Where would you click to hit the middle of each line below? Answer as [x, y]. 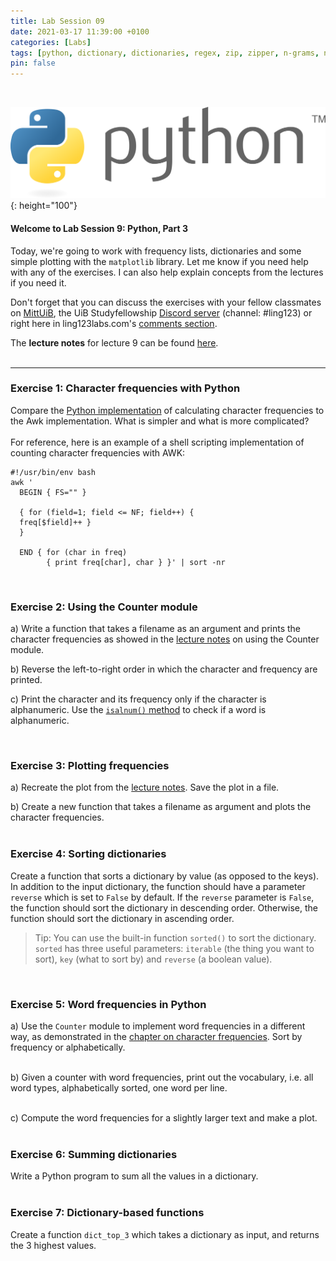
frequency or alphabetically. [68, 1047]
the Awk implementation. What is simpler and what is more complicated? [160, 421]
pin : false [33, 63]
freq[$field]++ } [55, 522]
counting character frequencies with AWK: [98, 452]
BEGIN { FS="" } [53, 492]
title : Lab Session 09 [57, 21]
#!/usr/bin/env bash [53, 472]
